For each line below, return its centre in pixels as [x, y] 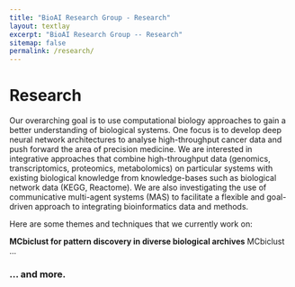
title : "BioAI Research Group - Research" [90, 18]
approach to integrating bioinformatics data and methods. [142, 207]
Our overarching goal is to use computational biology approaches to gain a [147, 121]
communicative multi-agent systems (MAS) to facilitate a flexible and [137, 197]
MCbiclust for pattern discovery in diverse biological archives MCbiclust [147, 242]
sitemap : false [38, 43]
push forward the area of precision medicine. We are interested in [131, 149]
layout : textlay [40, 26]
